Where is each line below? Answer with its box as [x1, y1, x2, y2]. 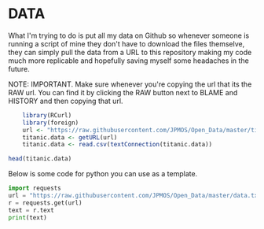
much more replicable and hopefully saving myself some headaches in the [8, 56, 249, 65]
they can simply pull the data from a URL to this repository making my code [8, 47, 252, 57]
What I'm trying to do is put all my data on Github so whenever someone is [8, 31, 250, 40]
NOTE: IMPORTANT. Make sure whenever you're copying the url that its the [8, 79, 252, 89]
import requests [8, 184, 61, 193]
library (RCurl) [22, 111, 72, 119]
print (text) [8, 213, 47, 221]
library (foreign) [22, 119, 79, 127]
